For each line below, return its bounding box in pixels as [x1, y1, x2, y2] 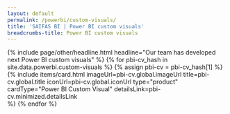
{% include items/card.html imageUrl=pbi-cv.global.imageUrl [7, 70, 182, 79]
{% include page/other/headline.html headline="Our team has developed [7, 48, 216, 57]
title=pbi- [183, 70, 210, 79]
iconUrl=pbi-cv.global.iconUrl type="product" [47, 77, 179, 86]
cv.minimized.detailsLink [7, 93, 78, 101]
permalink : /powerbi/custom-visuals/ [7, 17, 117, 23]
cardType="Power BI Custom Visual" [7, 85, 113, 93]
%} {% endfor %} [7, 99, 58, 108]
